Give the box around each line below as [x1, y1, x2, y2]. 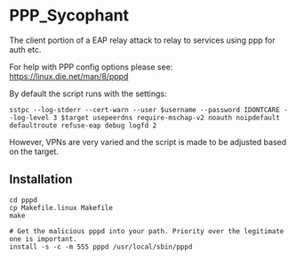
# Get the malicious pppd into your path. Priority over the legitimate [9, 226, 284, 236]
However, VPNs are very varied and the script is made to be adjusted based [9, 136, 287, 147]
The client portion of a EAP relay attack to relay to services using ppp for [9, 35, 276, 45]
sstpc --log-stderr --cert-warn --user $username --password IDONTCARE [9, 105, 280, 114]
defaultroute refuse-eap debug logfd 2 [9, 121, 157, 130]
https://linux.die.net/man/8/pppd [9, 70, 129, 81]
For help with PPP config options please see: [9, 61, 173, 72]
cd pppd [9, 195, 38, 205]
